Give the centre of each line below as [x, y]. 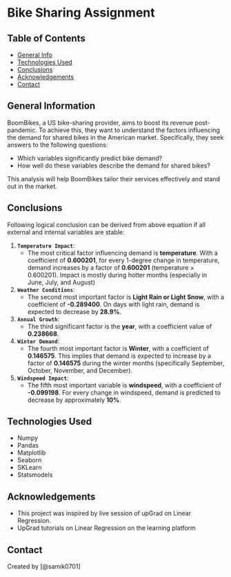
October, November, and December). [80, 370]
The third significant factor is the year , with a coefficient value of [120, 326]
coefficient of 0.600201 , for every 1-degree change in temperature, [123, 260]
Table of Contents [47, 38]
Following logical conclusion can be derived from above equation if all [106, 225]
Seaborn [29, 460]
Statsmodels [35, 475]
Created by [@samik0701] [44, 567]
